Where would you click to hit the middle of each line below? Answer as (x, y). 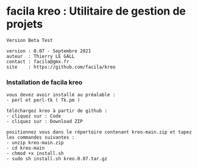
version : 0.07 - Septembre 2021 (49, 51)
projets (25, 24)
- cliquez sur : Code (34, 116)
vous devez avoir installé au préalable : (61, 95)
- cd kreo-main (26, 148)
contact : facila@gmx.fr (38, 61)
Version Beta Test (30, 40)
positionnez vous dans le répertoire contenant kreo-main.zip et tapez (99, 132)
